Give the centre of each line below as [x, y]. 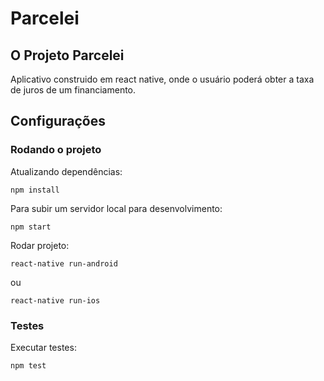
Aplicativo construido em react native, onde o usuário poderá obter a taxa [162, 79]
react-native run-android [64, 263]
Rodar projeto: [40, 245]
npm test [28, 365]
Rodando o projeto [56, 150]
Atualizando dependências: [66, 171]
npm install [35, 190]
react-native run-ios [55, 300]
